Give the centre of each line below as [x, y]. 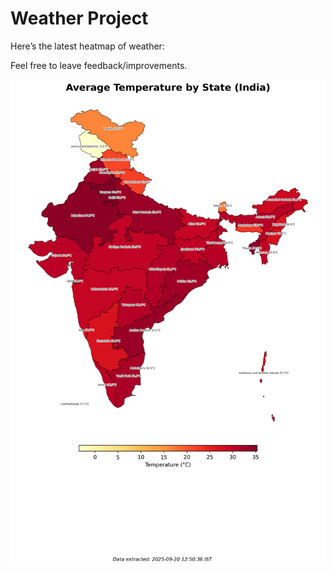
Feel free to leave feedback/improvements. [99, 65]
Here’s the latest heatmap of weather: [87, 46]
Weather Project [79, 18]
